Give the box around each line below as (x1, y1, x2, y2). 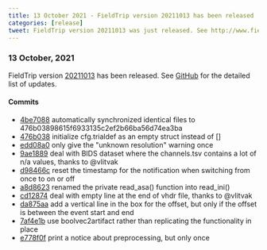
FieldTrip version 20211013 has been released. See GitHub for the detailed (8, 71, 250, 80)
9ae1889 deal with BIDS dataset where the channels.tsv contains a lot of (19, 148, 257, 158)
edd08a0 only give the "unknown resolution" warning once (19, 140, 214, 149)
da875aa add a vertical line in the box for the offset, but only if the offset (19, 199, 257, 209)
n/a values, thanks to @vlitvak (19, 156, 118, 167)
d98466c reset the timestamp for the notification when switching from (19, 165, 250, 175)
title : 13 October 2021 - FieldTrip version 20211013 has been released (8, 11, 254, 20)
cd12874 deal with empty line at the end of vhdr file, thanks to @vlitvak (19, 190, 253, 200)
